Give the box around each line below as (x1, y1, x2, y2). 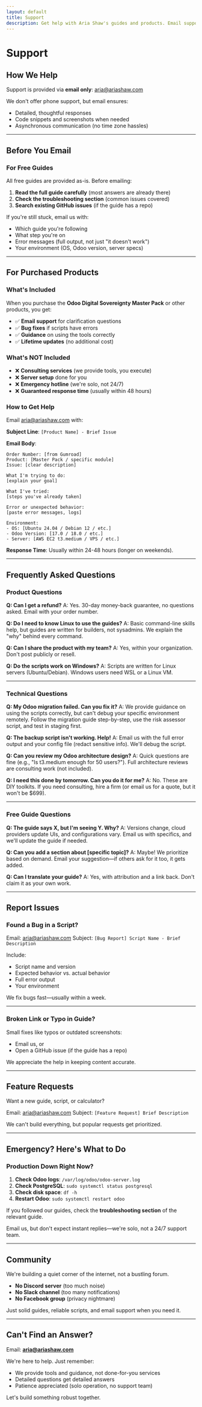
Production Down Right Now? (6, 1162, 94, 1170)
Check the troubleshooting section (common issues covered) (14, 196, 170, 203)
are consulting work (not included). (6, 765, 93, 773)
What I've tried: (6, 488, 50, 495)
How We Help (6, 70, 58, 80)
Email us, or (14, 1040, 44, 1047)
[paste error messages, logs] (6, 509, 82, 516)
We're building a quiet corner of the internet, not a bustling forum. (6, 1270, 170, 1277)
